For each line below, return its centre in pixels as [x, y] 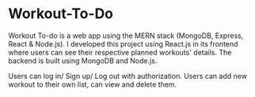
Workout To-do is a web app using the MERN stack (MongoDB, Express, [126, 35]
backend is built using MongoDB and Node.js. [83, 61]
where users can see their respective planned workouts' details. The [120, 52]
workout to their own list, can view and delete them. [93, 84]
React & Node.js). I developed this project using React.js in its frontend [123, 43]
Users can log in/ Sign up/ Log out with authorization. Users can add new [128, 76]
